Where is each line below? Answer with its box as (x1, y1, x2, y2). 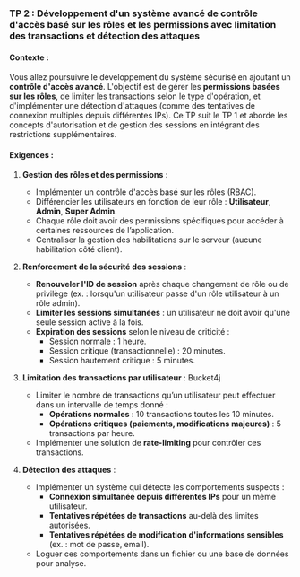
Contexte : (9, 52, 49, 63)
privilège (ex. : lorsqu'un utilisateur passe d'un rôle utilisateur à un (35, 288, 279, 299)
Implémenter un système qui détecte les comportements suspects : (35, 482, 285, 493)
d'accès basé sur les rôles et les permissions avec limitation (9, 18, 277, 31)
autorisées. (48, 520, 91, 531)
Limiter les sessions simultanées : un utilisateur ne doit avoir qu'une (35, 308, 291, 319)
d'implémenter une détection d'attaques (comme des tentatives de (9, 101, 255, 111)
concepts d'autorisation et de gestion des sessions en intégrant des (9, 119, 260, 130)
